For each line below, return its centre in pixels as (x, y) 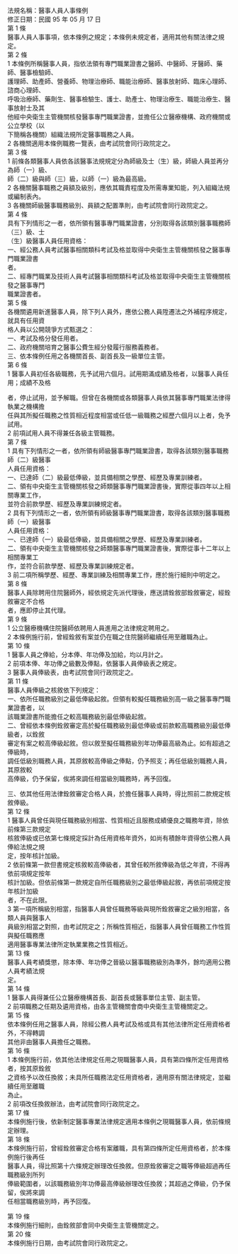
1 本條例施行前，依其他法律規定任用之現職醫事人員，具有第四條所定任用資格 (118, 1059)
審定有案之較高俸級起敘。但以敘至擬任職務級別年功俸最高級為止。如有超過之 (119, 743)
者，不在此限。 (29, 900)
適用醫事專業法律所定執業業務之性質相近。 (69, 944)
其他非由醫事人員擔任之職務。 (51, 1042)
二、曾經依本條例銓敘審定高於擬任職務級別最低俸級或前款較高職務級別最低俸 (119, 726)
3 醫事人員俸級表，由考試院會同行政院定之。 (72, 672)
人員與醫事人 (32, 918)
